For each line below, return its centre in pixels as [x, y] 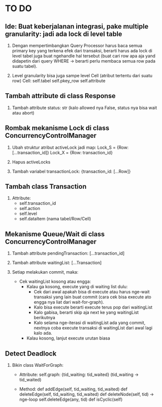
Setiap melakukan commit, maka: [45, 272]
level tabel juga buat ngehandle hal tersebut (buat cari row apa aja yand [84, 56]
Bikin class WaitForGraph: [38, 365]
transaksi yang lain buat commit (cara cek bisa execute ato [92, 297]
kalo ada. [43, 333]
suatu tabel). [24, 66]
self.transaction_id [38, 203]
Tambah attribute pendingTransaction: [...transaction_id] [68, 253]
